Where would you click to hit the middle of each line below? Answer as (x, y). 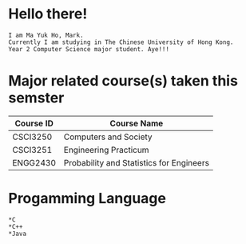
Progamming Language (87, 199)
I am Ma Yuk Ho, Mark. (46, 35)
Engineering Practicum (106, 150)
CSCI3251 (32, 150)
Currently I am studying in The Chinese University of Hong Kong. (121, 42)
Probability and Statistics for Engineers (137, 162)
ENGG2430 (34, 162)
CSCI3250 (32, 137)
